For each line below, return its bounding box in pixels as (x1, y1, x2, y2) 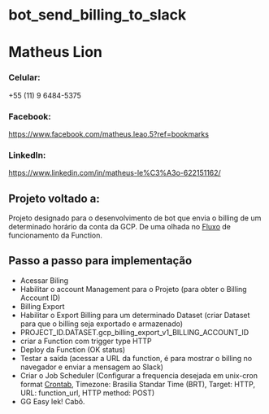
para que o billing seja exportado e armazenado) (20, 319, 184, 329)
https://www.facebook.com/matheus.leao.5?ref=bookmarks (8, 129, 210, 139)
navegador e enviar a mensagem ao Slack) (20, 362, 164, 372)
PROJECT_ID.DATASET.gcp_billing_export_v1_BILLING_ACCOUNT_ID (20, 327, 249, 337)
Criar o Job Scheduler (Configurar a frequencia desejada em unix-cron (20, 370, 258, 380)
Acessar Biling (20, 275, 69, 285)
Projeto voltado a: (8, 191, 100, 205)
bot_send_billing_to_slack (8, 6, 187, 24)
